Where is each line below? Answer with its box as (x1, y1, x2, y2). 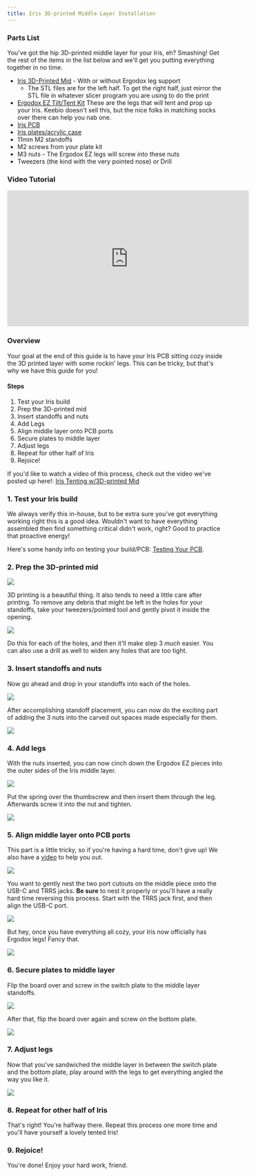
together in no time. (7, 63, 63, 71)
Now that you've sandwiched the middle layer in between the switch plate (7, 1060, 217, 1068)
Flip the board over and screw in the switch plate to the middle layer (7, 981, 200, 989)
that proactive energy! (7, 532, 70, 540)
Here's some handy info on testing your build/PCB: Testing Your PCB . (7, 545, 205, 553)
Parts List (7, 32, 40, 42)
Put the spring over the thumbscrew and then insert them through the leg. (7, 792, 217, 801)
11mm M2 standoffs (17, 135, 72, 144)
